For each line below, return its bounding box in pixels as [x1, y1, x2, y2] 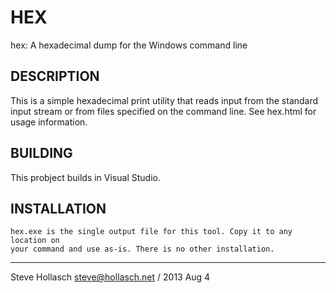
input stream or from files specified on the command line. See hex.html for [10, 105, 317, 117]
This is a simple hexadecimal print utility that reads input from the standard [10, 94, 319, 106]
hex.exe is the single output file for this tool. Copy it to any [10, 227, 293, 237]
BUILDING [10, 145, 73, 162]
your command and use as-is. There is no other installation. [10, 244, 275, 255]
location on [10, 236, 60, 246]
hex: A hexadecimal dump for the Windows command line [10, 39, 248, 51]
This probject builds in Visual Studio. [10, 171, 161, 183]
